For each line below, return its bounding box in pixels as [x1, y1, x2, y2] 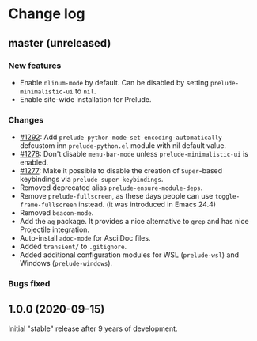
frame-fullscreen [19, 201, 77, 210]
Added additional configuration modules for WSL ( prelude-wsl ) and [19, 250, 240, 260]
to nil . [74, 86, 96, 96]
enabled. [19, 157, 49, 167]
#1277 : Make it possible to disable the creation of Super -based [19, 166, 223, 176]
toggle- [214, 193, 240, 201]
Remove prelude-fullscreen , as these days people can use [19, 191, 214, 201]
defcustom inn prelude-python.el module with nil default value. [19, 141, 227, 150]
